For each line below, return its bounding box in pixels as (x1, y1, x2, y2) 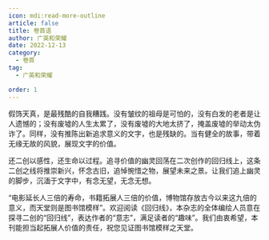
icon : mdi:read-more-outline (8, 11, 106, 20)
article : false (8, 19, 59, 27)
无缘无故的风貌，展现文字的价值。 (8, 138, 121, 148)
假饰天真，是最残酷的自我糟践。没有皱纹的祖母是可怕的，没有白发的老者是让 (8, 109, 261, 118)
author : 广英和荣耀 (8, 34, 67, 42)
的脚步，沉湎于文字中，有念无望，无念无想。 (8, 175, 156, 185)
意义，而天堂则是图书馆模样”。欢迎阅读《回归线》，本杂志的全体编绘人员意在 (8, 202, 261, 212)
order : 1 (8, 86, 38, 94)
